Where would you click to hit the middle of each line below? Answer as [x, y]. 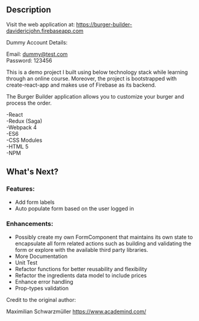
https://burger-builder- [104, 24]
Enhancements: [30, 224]
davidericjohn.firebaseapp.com [45, 31]
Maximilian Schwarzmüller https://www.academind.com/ [76, 311]
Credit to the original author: [41, 299]
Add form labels [35, 202]
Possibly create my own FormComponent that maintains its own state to [104, 237]
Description [29, 10]
